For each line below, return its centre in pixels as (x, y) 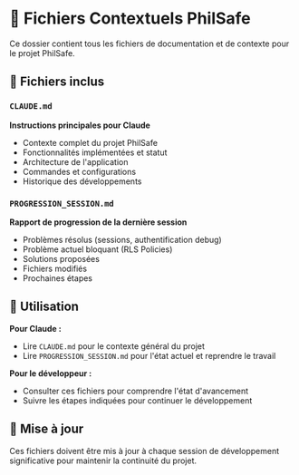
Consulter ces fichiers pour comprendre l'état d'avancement (135, 391)
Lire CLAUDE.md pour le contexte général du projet (114, 346)
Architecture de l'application (75, 161)
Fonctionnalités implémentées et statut (95, 152)
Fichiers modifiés (55, 268)
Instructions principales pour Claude (80, 125)
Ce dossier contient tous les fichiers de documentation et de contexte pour (149, 44)
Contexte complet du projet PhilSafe (90, 142)
